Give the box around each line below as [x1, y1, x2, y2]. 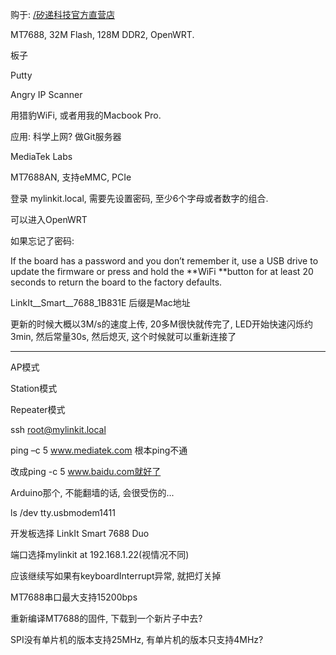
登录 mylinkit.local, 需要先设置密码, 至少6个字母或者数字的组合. [10, 193, 269, 204]
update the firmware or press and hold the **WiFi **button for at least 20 [10, 266, 314, 277]
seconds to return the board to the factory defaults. [10, 276, 223, 288]
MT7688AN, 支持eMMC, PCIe [10, 171, 132, 183]
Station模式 [10, 383, 58, 394]
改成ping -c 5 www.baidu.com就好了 [10, 466, 162, 477]
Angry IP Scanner [10, 89, 83, 100]
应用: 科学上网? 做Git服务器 [10, 131, 122, 142]
